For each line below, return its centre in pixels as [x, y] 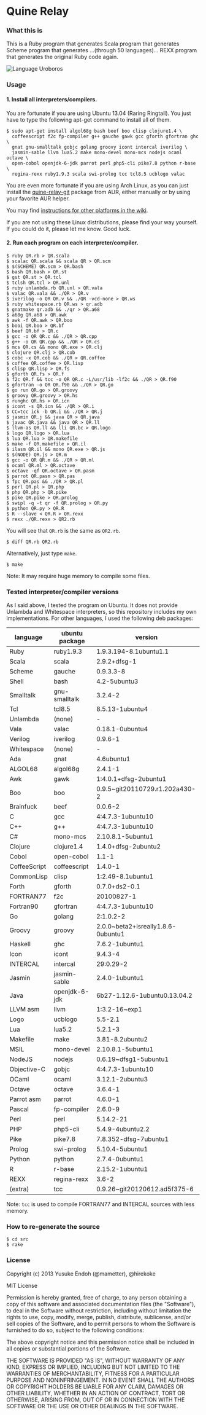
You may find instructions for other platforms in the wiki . [77, 210]
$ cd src [17, 1239]
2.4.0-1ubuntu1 [120, 978]
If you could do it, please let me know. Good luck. [69, 229]
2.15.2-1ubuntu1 [122, 1169]
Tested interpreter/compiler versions [63, 592]
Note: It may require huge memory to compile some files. [78, 576]
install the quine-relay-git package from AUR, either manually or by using [98, 192]
